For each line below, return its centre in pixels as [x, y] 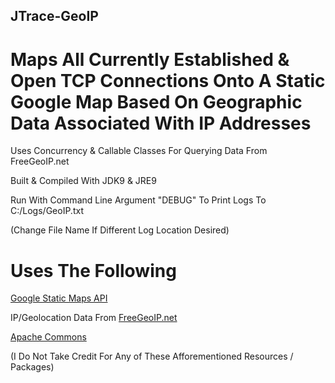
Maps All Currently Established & [150, 59]
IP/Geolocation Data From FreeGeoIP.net [94, 318]
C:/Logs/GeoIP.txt [47, 211]
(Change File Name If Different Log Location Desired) [120, 230]
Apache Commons [48, 337]
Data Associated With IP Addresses [161, 123]
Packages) [32, 367]
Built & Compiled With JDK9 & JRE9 [83, 181]
